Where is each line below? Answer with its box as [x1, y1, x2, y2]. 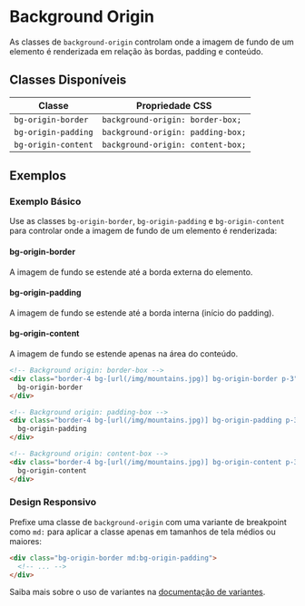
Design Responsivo [9, 496, 97, 509]
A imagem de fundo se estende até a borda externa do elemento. [9, 266, 253, 278]
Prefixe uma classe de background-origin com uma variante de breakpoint [9, 516, 288, 527]
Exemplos [9, 168, 66, 183]
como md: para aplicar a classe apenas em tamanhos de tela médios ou [9, 526, 276, 537]
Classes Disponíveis [9, 73, 127, 88]
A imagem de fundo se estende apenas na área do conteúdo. [9, 348, 239, 359]
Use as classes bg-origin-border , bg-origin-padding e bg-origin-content [9, 216, 285, 227]
